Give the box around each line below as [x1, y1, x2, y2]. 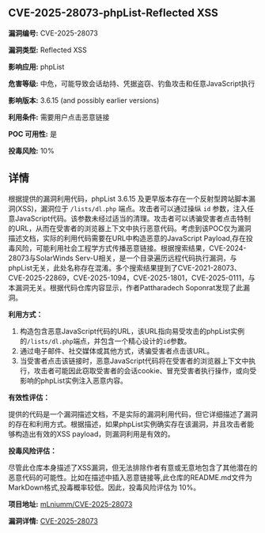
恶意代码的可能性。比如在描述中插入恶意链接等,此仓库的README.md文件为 [8, 472, 253, 482]
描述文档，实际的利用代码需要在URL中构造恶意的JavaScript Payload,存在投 [8, 233, 253, 243]
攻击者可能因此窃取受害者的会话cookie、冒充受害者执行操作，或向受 [33, 365, 257, 375]
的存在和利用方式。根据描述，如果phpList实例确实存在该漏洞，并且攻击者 [8, 419, 248, 429]
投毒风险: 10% [8, 146, 55, 155]
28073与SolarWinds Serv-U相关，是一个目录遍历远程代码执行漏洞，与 [8, 253, 237, 263]
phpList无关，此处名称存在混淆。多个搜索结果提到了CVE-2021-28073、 [8, 263, 241, 272]
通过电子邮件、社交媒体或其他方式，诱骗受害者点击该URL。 [19, 346, 214, 355]
